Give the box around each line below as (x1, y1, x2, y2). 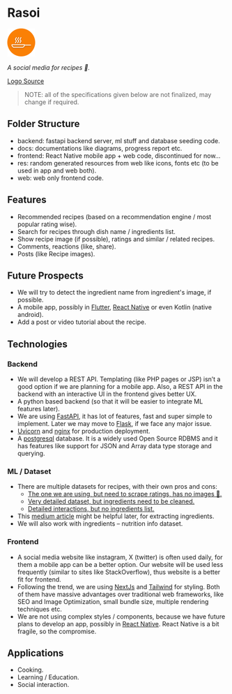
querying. (17, 449, 45, 458)
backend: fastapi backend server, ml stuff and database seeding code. (17, 136, 221, 145)
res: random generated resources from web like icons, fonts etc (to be (17, 158, 219, 167)
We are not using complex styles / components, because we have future (17, 612, 226, 621)
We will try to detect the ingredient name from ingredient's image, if (17, 288, 212, 297)
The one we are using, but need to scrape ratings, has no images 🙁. (27, 490, 222, 499)
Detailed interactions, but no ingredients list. (27, 505, 155, 513)
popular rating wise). (17, 220, 77, 228)
